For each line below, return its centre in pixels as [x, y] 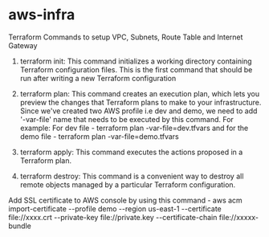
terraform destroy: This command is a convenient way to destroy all [132, 176]
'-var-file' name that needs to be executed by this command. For [127, 119]
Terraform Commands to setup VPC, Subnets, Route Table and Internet [126, 37]
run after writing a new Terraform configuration [98, 78]
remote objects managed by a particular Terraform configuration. [128, 184]
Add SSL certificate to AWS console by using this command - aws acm [125, 200]
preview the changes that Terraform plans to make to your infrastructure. [141, 102]
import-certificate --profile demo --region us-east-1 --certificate [115, 208]
